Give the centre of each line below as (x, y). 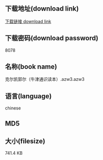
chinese (13, 108)
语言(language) (28, 96)
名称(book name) (31, 67)
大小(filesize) (25, 141)
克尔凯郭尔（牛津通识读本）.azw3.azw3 (45, 79)
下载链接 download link (28, 21)
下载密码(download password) (52, 38)
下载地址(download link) (42, 9)
